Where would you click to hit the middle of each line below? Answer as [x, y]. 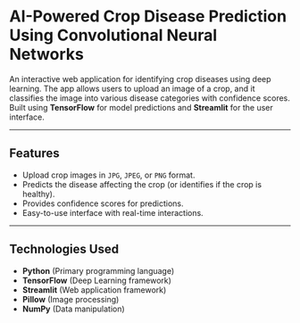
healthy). [38, 194]
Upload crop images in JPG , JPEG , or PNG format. [108, 175]
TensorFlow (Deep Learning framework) [97, 280]
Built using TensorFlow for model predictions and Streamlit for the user [142, 107]
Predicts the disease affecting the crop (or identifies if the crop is [142, 184]
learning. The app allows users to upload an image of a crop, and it [132, 88]
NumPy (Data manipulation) [73, 309]
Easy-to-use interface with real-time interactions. [112, 212]
